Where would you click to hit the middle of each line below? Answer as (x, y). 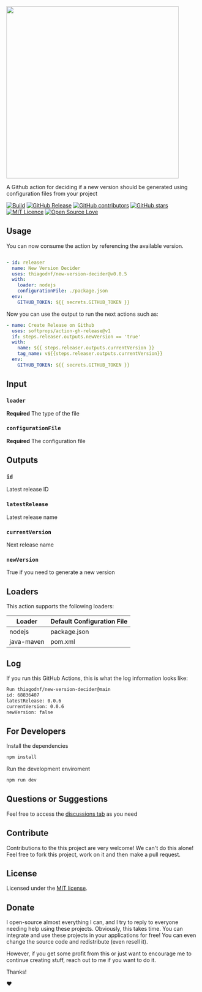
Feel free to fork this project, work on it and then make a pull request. (93, 854)
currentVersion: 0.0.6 (35, 706)
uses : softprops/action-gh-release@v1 (62, 331)
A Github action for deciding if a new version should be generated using (97, 187)
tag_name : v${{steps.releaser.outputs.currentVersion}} (90, 354)
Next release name (30, 545)
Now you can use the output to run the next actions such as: (82, 314)
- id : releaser (26, 263)
